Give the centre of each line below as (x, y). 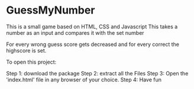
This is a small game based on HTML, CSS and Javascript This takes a (92, 27)
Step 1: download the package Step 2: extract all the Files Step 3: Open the (97, 73)
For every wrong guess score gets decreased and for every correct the (93, 44)
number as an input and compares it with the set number (75, 32)
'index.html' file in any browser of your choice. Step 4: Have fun (84, 80)
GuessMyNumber (51, 10)
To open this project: (31, 62)
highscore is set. (26, 50)
